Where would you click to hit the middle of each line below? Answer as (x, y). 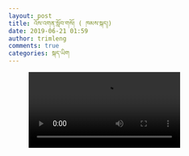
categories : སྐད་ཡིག (39, 53)
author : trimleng (38, 38)
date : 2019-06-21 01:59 (48, 31)
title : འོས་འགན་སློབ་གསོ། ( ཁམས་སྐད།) (60, 23)
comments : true (34, 46)
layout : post (30, 16)
